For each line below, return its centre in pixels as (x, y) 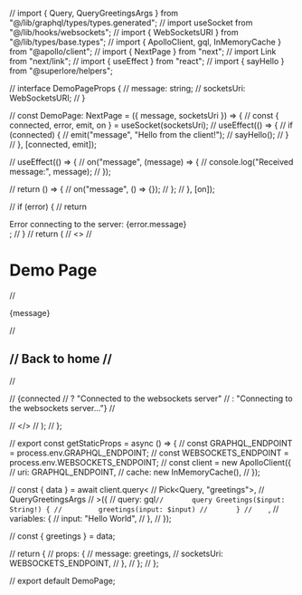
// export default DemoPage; (62, 581)
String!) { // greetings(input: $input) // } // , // (144, 509)
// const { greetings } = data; (62, 536)
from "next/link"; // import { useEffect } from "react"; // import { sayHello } (147, 61)
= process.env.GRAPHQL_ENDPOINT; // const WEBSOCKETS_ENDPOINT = (149, 453)
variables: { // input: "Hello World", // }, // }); (90, 518)
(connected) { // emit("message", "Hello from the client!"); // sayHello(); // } (149, 134)
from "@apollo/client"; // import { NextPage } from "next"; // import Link (143, 52)
